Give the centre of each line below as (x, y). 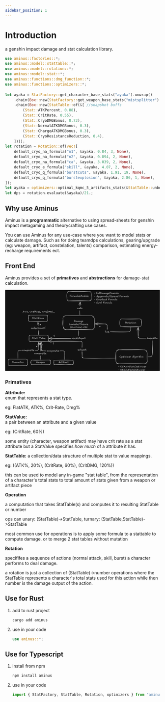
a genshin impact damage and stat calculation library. (59, 49)
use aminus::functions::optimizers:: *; (46, 84)
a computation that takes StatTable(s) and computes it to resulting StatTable (82, 504)
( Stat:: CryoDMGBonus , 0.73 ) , (53, 121)
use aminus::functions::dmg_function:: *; (48, 79)
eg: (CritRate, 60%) (25, 432)
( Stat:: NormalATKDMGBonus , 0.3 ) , (57, 126)
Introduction (31, 35)
